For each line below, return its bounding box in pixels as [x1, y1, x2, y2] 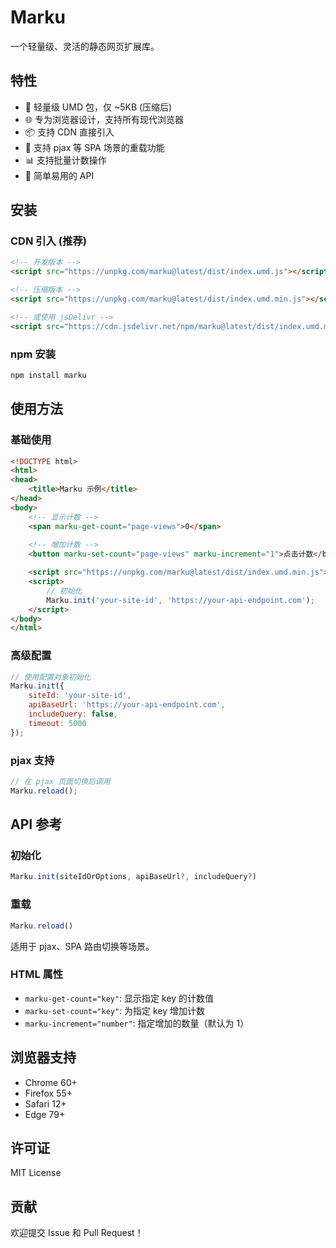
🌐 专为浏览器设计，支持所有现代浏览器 [24, 113, 184, 125]
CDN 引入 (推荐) [10, 234, 87, 248]
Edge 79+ [24, 1108, 66, 1120]
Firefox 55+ [24, 1087, 73, 1099]
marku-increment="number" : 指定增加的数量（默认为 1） [24, 1017, 250, 1029]
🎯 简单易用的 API [24, 169, 95, 181]
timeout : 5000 [28, 718, 87, 728]
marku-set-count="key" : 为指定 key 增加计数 [24, 1004, 206, 1016]
